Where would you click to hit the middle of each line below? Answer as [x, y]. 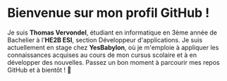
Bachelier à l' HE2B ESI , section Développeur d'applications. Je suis [105, 39]
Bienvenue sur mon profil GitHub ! [109, 13]
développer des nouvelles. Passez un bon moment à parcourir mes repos [114, 62]
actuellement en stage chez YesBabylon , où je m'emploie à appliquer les [113, 47]
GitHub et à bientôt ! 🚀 [39, 70]
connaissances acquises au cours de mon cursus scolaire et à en [102, 55]
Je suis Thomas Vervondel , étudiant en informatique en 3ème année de [112, 32]
